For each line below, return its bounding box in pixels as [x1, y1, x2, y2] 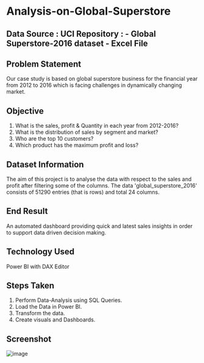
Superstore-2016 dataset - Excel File [6, 38, 148, 48]
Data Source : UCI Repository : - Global [6, 29, 157, 39]
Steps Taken [6, 280, 55, 291]
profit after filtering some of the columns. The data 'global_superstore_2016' [6, 182, 197, 189]
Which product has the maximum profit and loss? [15, 142, 139, 149]
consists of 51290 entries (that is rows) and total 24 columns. [6, 188, 160, 196]
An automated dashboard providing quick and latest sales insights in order [6, 222, 193, 230]
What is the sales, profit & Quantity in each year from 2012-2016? [15, 122, 179, 130]
